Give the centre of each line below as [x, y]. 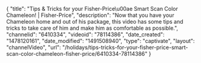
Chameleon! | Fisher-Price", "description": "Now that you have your [90, 15]
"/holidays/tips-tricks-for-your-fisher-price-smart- [125, 47]
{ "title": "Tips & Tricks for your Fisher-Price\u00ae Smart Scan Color [92, 9]
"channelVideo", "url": [34, 47]
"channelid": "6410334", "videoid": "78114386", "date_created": [85, 35]
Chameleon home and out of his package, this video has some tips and [95, 22]
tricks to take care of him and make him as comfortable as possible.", [92, 28]
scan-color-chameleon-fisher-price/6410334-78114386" [77, 54]
